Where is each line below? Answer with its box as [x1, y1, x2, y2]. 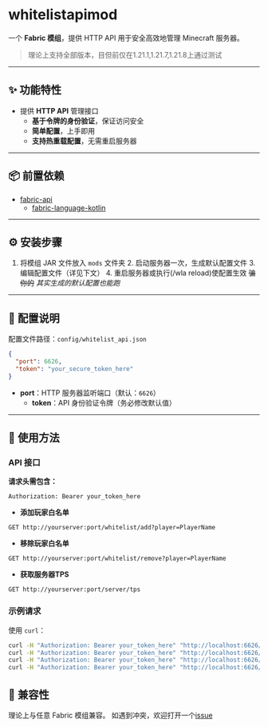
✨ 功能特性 [8, 83, 62, 97]
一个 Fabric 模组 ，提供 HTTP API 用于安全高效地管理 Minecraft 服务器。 [8, 33, 245, 42]
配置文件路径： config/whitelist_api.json [8, 334, 147, 344]
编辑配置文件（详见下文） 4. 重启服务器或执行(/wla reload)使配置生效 [19, 268, 247, 278]
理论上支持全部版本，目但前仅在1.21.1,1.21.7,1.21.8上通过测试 [27, 50, 223, 59]
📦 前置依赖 [8, 170, 65, 183]
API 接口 [8, 457, 41, 468]
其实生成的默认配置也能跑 [35, 278, 120, 288]
